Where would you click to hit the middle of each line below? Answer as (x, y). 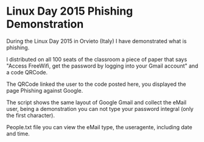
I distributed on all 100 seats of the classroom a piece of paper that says (97, 59)
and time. (18, 133)
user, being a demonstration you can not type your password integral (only (100, 108)
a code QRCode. (27, 72)
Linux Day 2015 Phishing (70, 11)
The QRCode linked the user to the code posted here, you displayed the (96, 84)
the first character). (30, 115)
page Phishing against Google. (45, 90)
